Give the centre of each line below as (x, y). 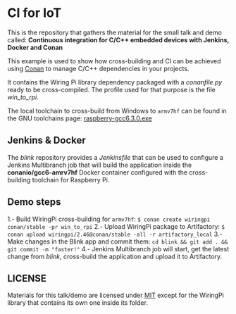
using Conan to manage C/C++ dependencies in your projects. (98, 68)
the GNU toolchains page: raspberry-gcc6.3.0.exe (80, 118)
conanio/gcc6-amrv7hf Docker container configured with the (98, 172)
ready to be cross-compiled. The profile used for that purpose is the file (112, 89)
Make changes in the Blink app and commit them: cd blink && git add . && (118, 241)
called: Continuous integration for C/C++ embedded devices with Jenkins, (118, 39)
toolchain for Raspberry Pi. (71, 180)
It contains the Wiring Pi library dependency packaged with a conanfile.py (115, 82)
